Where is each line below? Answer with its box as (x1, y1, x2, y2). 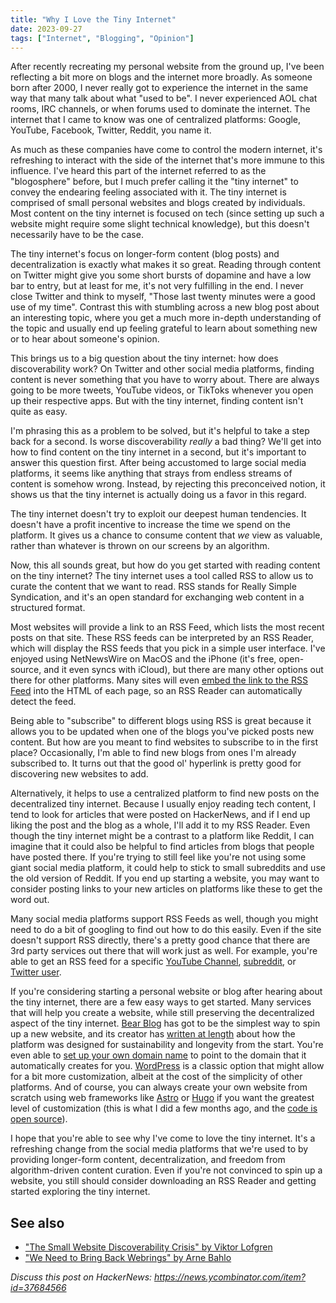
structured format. (10, 602, 86, 614)
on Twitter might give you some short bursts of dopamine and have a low (10, 269, 312, 281)
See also (10, 1214, 65, 1231)
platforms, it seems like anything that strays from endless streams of (10, 467, 293, 480)
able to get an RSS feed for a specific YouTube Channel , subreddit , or (10, 956, 297, 968)
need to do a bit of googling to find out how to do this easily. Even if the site (10, 924, 322, 936)
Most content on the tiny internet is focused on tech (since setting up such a (10, 207, 325, 220)
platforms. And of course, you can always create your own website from (10, 1081, 308, 1093)
